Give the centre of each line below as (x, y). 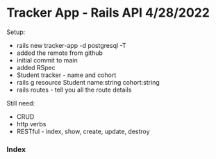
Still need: (21, 103)
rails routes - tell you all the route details (74, 90)
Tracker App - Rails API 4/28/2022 (108, 13)
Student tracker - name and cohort (66, 75)
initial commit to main (47, 60)
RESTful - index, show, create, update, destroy (83, 131)
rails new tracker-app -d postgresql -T (71, 45)
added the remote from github (60, 53)
